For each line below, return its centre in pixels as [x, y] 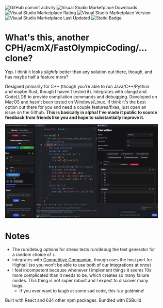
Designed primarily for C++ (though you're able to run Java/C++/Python [77, 86]
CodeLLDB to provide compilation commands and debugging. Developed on [81, 96]
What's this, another [47, 38]
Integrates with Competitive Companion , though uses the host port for [82, 260]
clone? [19, 58]
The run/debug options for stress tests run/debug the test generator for [83, 250]
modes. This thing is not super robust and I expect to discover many [80, 281]
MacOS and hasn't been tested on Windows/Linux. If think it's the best [75, 102]
